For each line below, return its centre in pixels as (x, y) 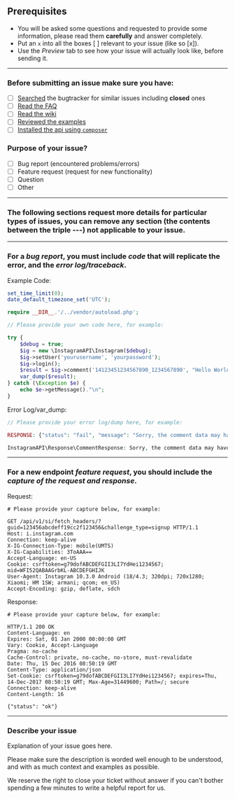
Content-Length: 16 (36, 694)
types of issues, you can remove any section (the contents (109, 221)
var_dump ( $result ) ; (48, 377)
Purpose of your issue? (48, 148)
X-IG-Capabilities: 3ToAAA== (50, 552)
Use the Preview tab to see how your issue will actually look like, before (120, 50)
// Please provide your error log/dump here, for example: (95, 422)
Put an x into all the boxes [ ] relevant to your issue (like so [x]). (108, 43)
